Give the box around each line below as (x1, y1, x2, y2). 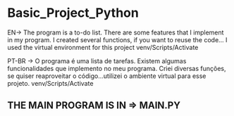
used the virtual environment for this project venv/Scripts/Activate (7, 43, 199, 51)
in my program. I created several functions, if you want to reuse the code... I (7, 35, 228, 44)
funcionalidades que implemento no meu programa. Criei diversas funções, (7, 64, 226, 72)
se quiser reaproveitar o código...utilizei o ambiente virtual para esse (7, 72, 207, 80)
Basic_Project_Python (7, 5, 139, 21)
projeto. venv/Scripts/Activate (7, 79, 94, 87)
